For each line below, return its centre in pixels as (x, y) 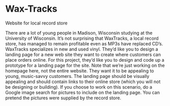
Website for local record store (36, 23)
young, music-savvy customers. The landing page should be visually (77, 76)
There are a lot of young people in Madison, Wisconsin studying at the (79, 33)
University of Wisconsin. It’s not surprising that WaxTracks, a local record (82, 38)
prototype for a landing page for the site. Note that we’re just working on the (85, 65)
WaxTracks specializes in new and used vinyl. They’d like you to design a (82, 49)
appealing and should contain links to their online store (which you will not (83, 82)
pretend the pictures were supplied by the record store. (63, 98)
